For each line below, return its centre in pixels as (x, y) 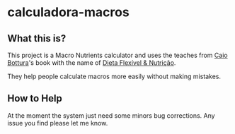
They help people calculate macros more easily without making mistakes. (114, 76)
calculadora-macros (68, 12)
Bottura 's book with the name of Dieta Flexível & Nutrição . (92, 63)
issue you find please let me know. (58, 123)
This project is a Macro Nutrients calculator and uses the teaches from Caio (117, 55)
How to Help (35, 98)
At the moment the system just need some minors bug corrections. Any (111, 115)
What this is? (37, 38)
